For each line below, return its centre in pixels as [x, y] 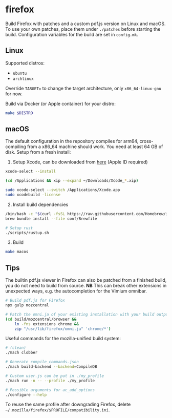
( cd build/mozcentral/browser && [41, 319]
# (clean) [16, 348]
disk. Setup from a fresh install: [38, 152]
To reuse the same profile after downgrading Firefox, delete [68, 404]
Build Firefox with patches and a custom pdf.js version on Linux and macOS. [85, 24]
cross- [146, 141]
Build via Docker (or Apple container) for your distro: [61, 103]
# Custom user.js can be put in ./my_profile [55, 376]
